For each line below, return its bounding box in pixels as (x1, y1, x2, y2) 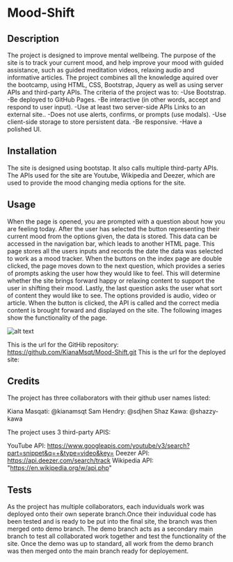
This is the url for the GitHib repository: (7, 340, 120, 349)
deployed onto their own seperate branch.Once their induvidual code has (7, 510, 217, 518)
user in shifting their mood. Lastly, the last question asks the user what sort (7, 283, 223, 292)
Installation (7, 145, 57, 157)
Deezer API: (115, 449, 150, 458)
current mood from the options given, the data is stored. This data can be (7, 232, 218, 240)
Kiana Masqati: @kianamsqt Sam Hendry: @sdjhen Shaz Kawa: (7, 407, 188, 416)
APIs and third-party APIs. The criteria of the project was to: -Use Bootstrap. (7, 88, 226, 96)
